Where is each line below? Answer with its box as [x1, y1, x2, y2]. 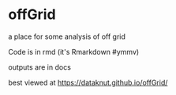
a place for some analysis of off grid [8, 32, 126, 41]
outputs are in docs [8, 62, 71, 72]
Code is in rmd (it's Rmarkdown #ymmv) [8, 47, 140, 56]
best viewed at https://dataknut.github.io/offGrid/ [8, 78, 168, 87]
